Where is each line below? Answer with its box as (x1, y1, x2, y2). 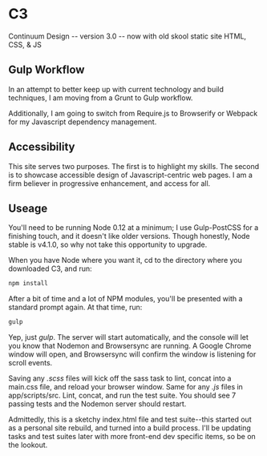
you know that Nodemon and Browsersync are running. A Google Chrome (8, 341, 252, 351)
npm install (8, 280, 48, 288)
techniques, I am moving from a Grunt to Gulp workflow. (8, 93, 193, 103)
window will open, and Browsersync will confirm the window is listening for (8, 349, 257, 359)
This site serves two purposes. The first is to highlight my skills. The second (8, 161, 260, 171)
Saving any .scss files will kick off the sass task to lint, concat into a (8, 373, 232, 383)
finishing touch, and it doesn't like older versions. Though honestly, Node (8, 232, 250, 241)
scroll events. (8, 358, 53, 368)
